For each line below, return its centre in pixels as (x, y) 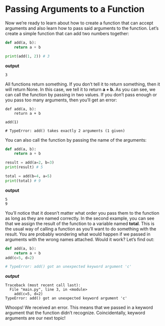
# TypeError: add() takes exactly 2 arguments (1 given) (65, 131)
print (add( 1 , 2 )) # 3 (27, 56)
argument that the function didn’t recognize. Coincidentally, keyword (75, 313)
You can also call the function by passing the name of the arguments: (76, 140)
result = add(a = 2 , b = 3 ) (30, 163)
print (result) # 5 (24, 167)
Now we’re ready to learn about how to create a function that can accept (79, 23)
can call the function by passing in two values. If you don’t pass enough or (81, 94)
